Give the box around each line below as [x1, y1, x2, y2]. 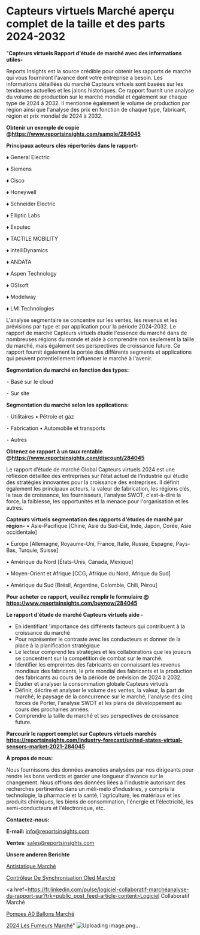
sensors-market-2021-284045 [6, 743, 85, 750]
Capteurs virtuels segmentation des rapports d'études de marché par [6, 515, 183, 523]
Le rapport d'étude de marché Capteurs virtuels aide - [6, 611, 144, 618]
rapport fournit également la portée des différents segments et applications [6, 348, 192, 356]
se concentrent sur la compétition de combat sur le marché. [14, 655, 163, 662]
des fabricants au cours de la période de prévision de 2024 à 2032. [14, 674, 182, 681]
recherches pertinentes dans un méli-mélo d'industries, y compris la [6, 785, 175, 792]
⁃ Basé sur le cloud [6, 378, 54, 385]
